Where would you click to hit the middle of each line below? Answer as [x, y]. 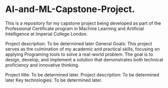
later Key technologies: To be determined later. [54, 80]
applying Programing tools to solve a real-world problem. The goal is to [79, 54]
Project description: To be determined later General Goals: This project [79, 43]
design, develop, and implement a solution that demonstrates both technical [84, 59]
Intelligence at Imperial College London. [47, 34]
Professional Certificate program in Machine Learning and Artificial [75, 28]
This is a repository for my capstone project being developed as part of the [83, 23]
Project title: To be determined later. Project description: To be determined [82, 74]
